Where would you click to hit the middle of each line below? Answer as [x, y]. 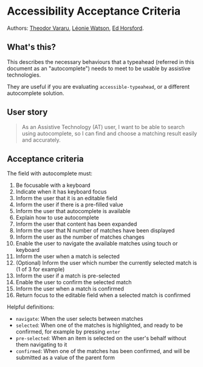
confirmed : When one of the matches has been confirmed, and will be [103, 351]
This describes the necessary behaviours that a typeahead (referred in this [101, 61]
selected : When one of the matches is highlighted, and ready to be [99, 325]
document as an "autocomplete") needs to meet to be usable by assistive [99, 68]
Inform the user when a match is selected [68, 256]
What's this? [32, 47]
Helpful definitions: [31, 307]
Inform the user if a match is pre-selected [68, 276]
